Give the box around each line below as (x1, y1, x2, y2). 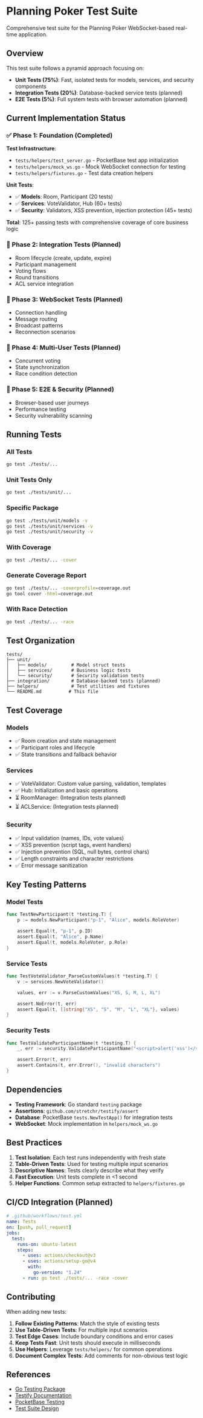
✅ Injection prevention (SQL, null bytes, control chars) (14, 848, 150, 855)
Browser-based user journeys (14, 399, 89, 406)
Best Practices (6, 1138, 62, 1148)
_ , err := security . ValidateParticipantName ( (17, 1046, 134, 1052)
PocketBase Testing (14, 1399, 65, 1406)
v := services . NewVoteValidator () (17, 978, 104, 985)
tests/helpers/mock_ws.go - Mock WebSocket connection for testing (14, 163, 186, 170)
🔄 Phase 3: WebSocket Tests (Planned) (6, 295, 123, 304)
